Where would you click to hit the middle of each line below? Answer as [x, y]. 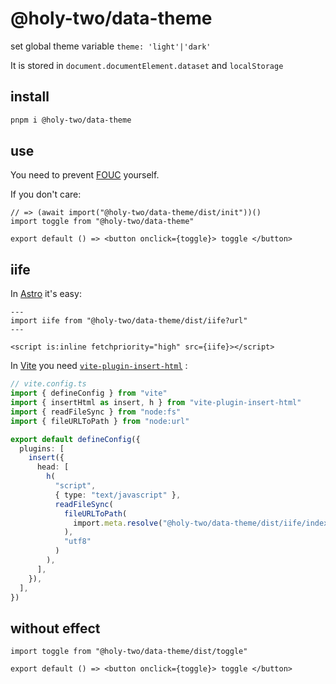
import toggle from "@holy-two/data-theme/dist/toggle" [129, 652]
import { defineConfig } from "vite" [89, 393]
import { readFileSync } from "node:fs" [96, 412]
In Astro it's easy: [46, 294]
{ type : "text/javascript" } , [118, 495]
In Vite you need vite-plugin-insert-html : [99, 366]
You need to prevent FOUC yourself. [85, 175]
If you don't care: [46, 194]
